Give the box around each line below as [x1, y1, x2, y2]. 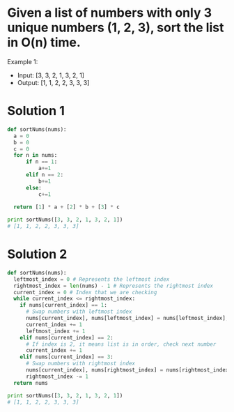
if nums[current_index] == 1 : [19, 302, 108, 309]
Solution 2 [7, 246, 68, 262]
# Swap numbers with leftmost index [25, 308, 132, 315]
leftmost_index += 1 [25, 328, 86, 335]
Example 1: [7, 57, 38, 66]
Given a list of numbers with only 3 [7, 5, 212, 21]
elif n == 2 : [25, 171, 64, 178]
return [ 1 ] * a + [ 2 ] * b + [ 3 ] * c [13, 204, 120, 211]
